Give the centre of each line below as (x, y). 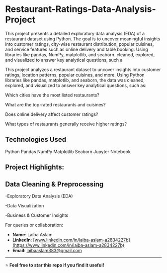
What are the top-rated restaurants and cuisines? (55, 104)
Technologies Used (36, 139)
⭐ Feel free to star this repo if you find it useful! (55, 265)
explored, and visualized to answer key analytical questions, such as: (76, 85)
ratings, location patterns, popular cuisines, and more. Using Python (75, 75)
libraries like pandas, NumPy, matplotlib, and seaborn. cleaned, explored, (80, 54)
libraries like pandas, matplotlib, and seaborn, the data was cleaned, (75, 80)
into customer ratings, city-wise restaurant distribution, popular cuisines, (80, 44)
